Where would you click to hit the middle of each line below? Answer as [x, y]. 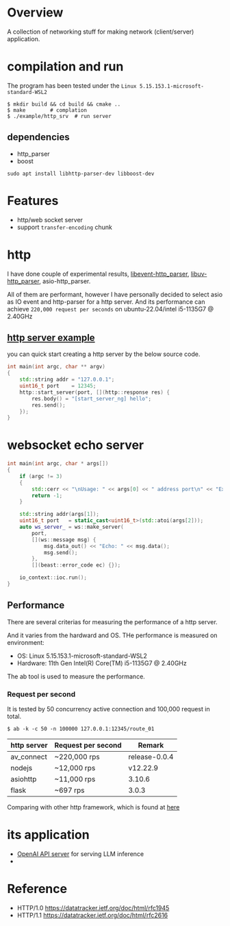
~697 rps [69, 790]
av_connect [29, 757]
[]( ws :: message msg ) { [64, 540]
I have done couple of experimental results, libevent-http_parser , [98, 274]
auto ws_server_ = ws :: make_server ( [72, 527]
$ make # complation [47, 110]
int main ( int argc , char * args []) [58, 464]
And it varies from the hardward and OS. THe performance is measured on [112, 635]
